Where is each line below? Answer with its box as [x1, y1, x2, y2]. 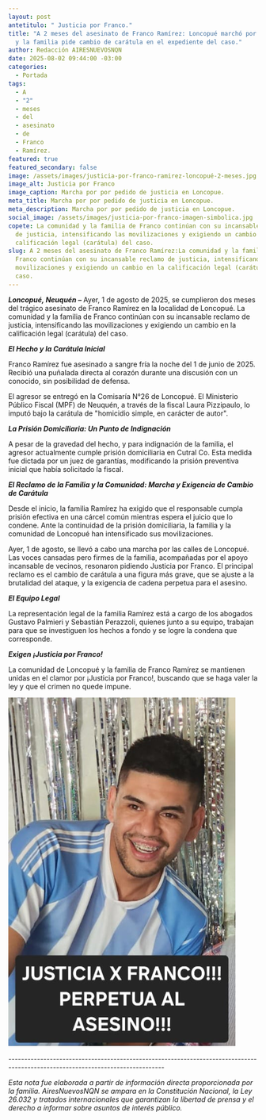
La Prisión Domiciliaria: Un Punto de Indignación [8, 424, 172, 433]
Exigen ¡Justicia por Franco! [8, 649, 104, 658]
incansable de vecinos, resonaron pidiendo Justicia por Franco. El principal [8, 561, 253, 570]
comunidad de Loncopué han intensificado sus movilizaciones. [8, 528, 214, 539]
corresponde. [8, 634, 53, 643]
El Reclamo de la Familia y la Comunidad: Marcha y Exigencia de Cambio [8, 480, 254, 489]
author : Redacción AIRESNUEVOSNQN [8, 46, 123, 55]
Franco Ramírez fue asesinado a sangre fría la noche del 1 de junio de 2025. [8, 359, 256, 369]
